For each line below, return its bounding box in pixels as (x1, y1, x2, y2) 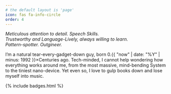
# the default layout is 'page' (5, 7, 74, 13)
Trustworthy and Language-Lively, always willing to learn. (5, 36, 129, 42)
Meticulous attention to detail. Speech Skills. (5, 31, 99, 37)
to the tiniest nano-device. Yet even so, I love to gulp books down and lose (5, 68, 163, 74)
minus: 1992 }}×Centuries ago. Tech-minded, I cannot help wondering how (5, 57, 163, 63)
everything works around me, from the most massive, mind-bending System (5, 62, 166, 69)
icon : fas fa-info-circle (5, 12, 60, 17)
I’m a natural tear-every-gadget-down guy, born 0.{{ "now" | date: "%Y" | (5, 51, 160, 57)
